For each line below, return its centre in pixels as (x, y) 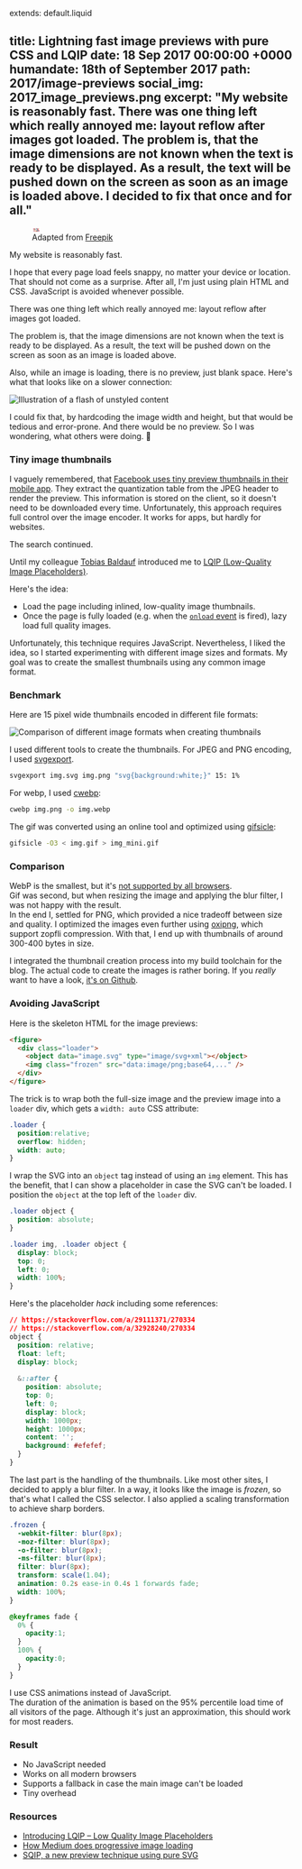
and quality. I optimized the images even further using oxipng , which (137, 924)
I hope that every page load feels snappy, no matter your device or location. (150, 272)
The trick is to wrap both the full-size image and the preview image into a (145, 1098)
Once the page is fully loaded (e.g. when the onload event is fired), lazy (155, 616)
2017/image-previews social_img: (107, 83)
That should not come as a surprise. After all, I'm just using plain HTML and (149, 281)
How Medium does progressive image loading (108, 1846)
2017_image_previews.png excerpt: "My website (149, 98)
